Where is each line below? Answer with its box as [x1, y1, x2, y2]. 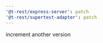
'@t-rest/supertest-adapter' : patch [5, 14, 97, 20]
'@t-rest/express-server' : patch [5, 8, 89, 15]
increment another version [5, 30, 71, 38]
